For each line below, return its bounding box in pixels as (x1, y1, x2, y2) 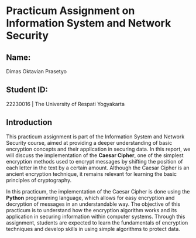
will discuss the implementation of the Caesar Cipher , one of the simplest (6, 151, 184, 159)
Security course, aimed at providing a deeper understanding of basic (6, 139, 173, 146)
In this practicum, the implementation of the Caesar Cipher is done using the (6, 188, 190, 195)
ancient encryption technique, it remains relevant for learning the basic (6, 170, 177, 177)
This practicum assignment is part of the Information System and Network (6, 133, 185, 140)
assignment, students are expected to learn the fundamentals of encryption (6, 219, 188, 226)
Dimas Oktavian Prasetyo (6, 68, 67, 74)
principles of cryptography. (6, 176, 72, 183)
